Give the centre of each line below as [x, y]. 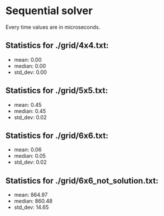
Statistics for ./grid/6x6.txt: [57, 135]
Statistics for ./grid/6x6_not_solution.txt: [82, 180]
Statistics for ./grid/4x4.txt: [57, 45]
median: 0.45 [30, 111]
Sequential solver [49, 11]
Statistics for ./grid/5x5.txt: [57, 91]
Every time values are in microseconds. [53, 27]
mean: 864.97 [31, 195]
